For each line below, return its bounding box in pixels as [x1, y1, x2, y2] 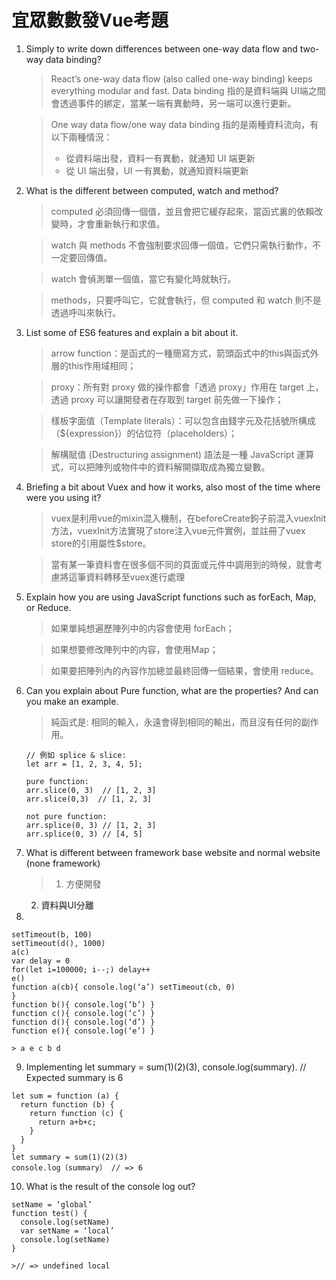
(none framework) [25, 857, 101, 869]
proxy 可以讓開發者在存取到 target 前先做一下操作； [70, 393, 284, 405]
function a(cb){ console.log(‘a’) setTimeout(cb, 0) [11, 982, 236, 992]
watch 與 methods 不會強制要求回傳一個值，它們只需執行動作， [50, 239, 313, 251]
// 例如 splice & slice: [25, 750, 127, 760]
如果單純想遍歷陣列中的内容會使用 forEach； [50, 622, 235, 634]
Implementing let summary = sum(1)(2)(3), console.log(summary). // [25, 1061, 307, 1073]
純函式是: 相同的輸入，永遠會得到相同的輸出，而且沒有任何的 [50, 716, 302, 728]
